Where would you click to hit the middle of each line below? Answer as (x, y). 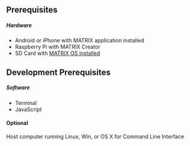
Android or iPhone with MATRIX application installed (79, 40)
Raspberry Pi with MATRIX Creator (57, 47)
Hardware (19, 25)
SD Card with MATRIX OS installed (57, 53)
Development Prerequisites (59, 72)
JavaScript (28, 109)
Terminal (26, 103)
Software (18, 87)
